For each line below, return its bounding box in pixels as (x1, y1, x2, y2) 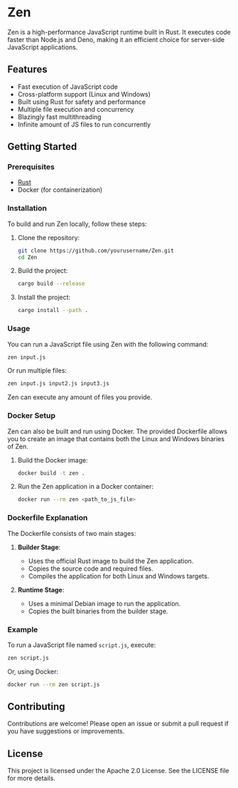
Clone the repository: (17, 233, 80, 242)
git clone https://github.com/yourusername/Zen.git (17, 247, 174, 254)
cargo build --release (17, 280, 85, 288)
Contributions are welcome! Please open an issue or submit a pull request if (7, 719, 229, 728)
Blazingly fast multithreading (17, 112, 102, 121)
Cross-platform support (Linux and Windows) (17, 90, 151, 98)
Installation (7, 203, 48, 213)
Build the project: (17, 266, 68, 275)
